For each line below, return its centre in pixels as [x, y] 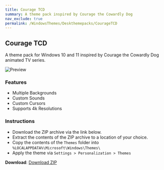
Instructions [20, 121]
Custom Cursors [29, 103]
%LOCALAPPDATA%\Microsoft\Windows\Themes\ [56, 148]
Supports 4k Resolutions [37, 109]
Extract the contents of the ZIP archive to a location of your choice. [80, 137]
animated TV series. [25, 60]
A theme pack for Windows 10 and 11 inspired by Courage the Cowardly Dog [82, 55]
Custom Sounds [28, 98]
